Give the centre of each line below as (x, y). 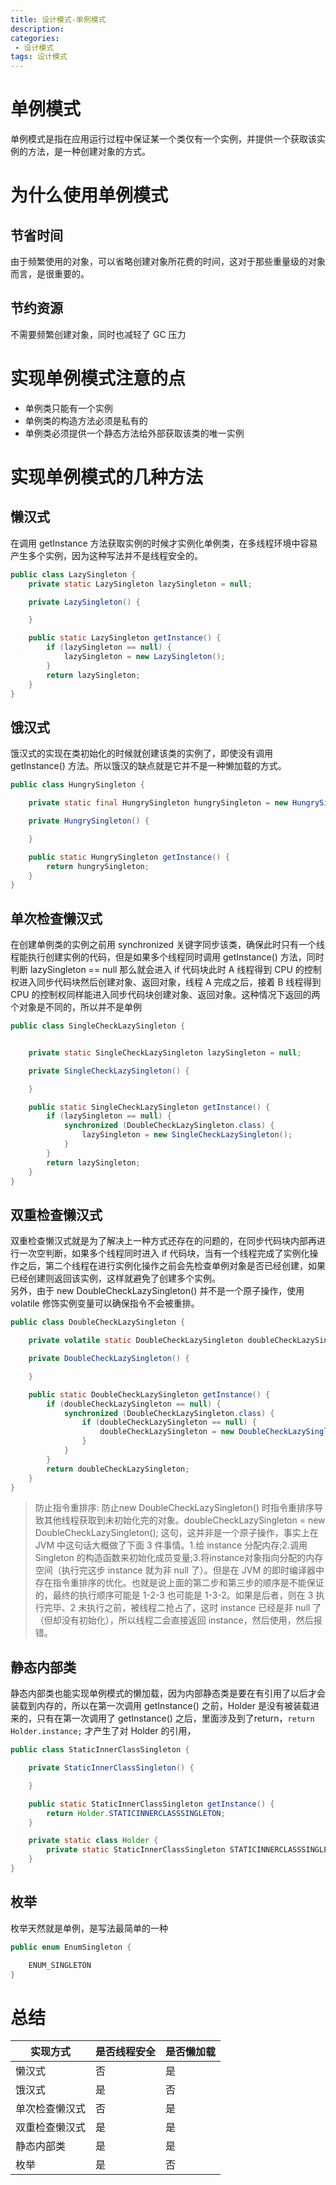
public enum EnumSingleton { (71, 1947)
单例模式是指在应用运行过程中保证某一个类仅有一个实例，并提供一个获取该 (163, 139)
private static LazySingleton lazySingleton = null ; (140, 584)
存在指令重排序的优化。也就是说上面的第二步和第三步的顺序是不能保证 (179, 1583)
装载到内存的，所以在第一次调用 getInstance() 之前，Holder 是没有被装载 (160, 1706)
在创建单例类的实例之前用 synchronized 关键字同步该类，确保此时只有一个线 (168, 945)
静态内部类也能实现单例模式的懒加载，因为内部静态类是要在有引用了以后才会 (168, 1693)
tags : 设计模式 (39, 57)
